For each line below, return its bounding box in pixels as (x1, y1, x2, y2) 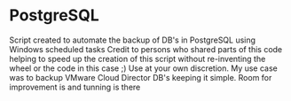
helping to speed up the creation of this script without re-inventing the (9, 53, 266, 64)
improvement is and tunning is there (9, 82, 141, 92)
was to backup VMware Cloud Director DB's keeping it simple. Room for (9, 72, 272, 82)
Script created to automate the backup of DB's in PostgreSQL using (9, 35, 256, 45)
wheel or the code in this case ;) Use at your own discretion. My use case (9, 63, 278, 74)
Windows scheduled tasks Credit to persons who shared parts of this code (9, 43, 283, 54)
